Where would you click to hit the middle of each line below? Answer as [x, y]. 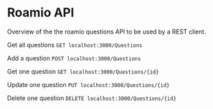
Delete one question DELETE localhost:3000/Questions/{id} [92, 98]
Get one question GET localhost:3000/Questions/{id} [83, 71]
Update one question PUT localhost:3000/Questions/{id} [88, 84]
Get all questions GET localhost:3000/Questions [75, 45]
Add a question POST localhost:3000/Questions [74, 58]
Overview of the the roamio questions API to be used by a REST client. [106, 32]
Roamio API [41, 13]
